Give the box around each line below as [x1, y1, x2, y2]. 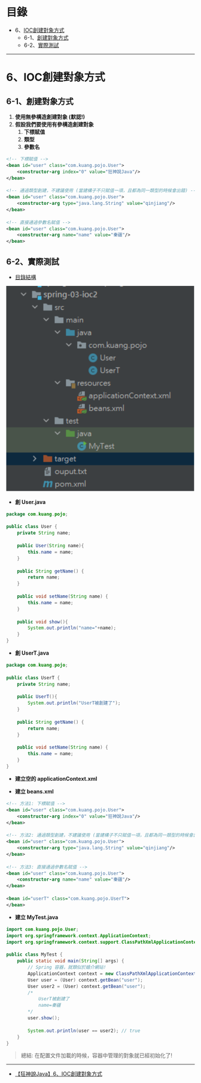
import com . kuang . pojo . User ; [6, 926, 79, 932]
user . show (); [28, 1015, 60, 1021]
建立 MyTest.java [14, 914, 59, 921]
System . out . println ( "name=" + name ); [28, 625, 117, 631]
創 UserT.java [14, 649, 50, 657]
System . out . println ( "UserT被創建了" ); [28, 700, 121, 706]
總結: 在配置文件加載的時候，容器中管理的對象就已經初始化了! [20, 1052, 172, 1059]
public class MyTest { [6, 951, 63, 958]
